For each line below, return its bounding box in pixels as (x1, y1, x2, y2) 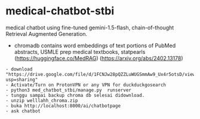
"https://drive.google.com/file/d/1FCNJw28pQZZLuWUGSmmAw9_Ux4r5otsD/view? (5, 71, 198, 77)
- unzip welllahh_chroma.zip (5, 97, 78, 103)
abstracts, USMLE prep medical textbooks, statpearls (14, 48, 146, 55)
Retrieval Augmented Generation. (5, 30, 88, 37)
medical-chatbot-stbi (5, 4, 115, 18)
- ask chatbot (5, 108, 41, 114)
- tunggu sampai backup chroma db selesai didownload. (5, 92, 145, 98)
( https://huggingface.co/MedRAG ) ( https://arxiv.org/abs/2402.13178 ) (14, 54, 183, 62)
